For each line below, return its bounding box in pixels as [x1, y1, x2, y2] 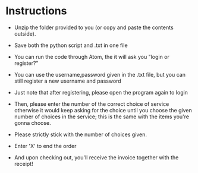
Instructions [5, 4, 67, 18]
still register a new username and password [14, 77, 121, 84]
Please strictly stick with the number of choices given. [14, 131, 147, 138]
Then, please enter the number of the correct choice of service [14, 100, 169, 108]
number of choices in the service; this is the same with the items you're [14, 113, 190, 120]
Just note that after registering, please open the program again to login [14, 89, 188, 96]
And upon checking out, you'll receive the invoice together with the [14, 153, 179, 161]
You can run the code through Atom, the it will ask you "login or [14, 53, 170, 60]
